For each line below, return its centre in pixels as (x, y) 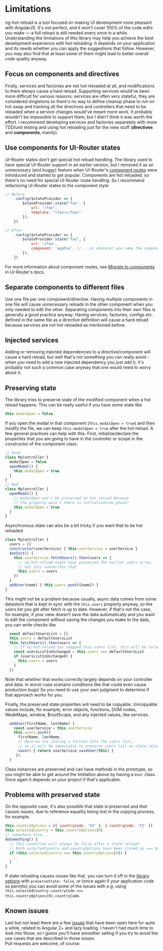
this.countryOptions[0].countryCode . (43, 896)
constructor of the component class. (41, 444)
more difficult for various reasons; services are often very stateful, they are (80, 96)
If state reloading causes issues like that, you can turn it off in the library (77, 876)
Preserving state (31, 388)
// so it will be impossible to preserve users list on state (82, 746)
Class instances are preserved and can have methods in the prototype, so (79, 769)
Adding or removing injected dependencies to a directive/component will (78, 352)
